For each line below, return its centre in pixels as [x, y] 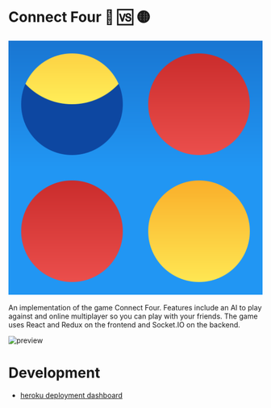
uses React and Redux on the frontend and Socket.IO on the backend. [124, 324]
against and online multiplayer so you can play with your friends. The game [133, 316]
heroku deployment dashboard [71, 395]
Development [54, 373]
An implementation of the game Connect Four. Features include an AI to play [135, 307]
